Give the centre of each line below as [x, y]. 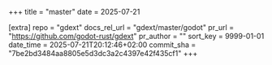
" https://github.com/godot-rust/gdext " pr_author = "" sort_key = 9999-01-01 [136, 36]
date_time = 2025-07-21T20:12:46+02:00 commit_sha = [102, 45]
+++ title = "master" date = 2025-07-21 [74, 12]
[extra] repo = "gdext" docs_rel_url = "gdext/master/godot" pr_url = [121, 27]
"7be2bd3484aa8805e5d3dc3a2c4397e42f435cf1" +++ [103, 53]
